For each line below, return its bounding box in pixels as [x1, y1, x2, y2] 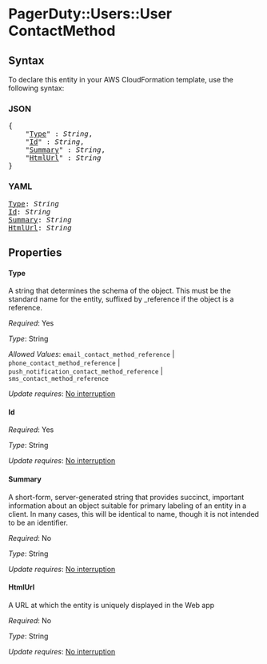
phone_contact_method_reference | [8, 358, 121, 368]
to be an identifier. [8, 518, 69, 527]
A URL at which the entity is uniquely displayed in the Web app [8, 600, 215, 610]
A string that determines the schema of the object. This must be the [8, 286, 232, 296]
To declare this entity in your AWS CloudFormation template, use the [8, 75, 233, 84]
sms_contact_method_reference [8, 375, 110, 383]
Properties [8, 246, 62, 259]
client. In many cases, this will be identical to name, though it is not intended [8, 509, 260, 518]
